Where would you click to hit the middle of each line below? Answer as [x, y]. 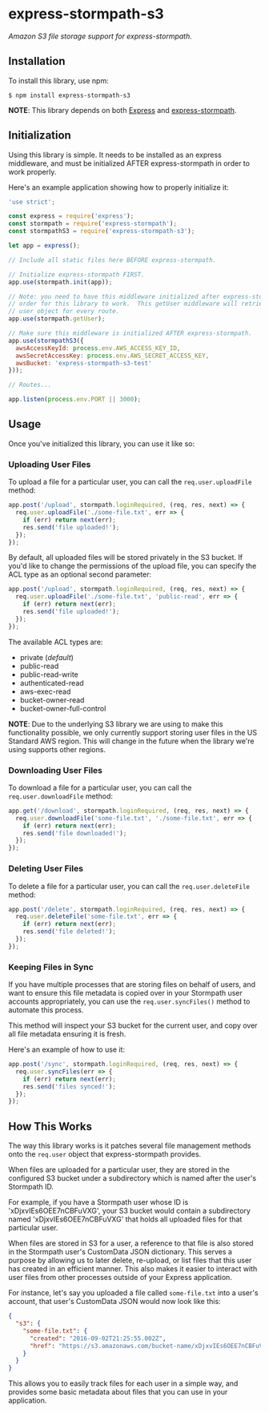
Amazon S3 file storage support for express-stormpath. [100, 36]
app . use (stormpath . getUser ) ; [57, 319]
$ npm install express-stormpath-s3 [69, 95]
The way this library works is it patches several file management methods [130, 1145]
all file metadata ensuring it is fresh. [67, 1034]
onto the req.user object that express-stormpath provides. [105, 1154]
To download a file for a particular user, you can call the [100, 787]
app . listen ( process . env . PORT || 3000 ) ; [75, 400]
